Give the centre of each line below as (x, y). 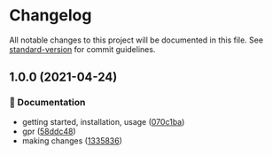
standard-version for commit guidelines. (82, 49)
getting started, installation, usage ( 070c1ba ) (103, 121)
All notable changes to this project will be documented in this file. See (136, 40)
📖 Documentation (47, 103)
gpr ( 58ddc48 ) (49, 131)
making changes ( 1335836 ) (72, 140)
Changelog (51, 15)
